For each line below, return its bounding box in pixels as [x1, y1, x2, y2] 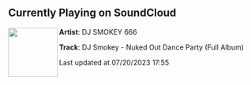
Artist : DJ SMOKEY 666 [58, 27, 137, 36]
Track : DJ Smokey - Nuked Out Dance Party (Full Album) [58, 42, 245, 52]
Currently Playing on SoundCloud [8, 6, 177, 20]
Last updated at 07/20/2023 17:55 [58, 57, 170, 67]
